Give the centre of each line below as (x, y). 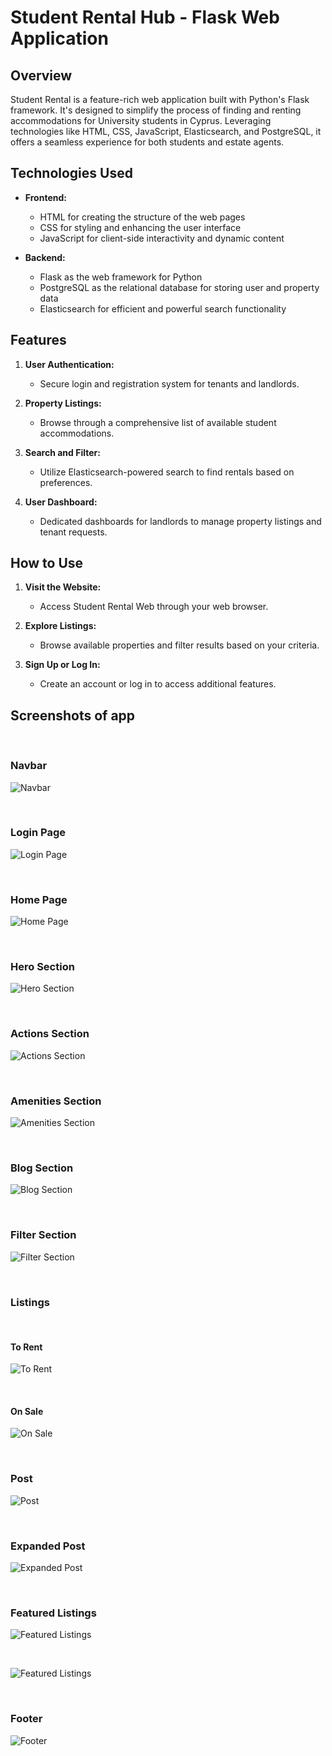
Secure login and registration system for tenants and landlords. (169, 383)
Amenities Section (56, 1101)
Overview (41, 75)
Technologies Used (71, 173)
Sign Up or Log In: (62, 665)
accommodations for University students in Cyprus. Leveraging (141, 120)
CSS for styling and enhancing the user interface (140, 227)
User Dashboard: (61, 502)
